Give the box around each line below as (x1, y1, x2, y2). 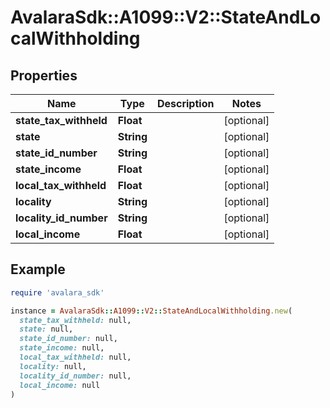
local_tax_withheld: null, (19, 352, 132, 363)
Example (10, 261, 66, 278)
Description (156, 97, 215, 110)
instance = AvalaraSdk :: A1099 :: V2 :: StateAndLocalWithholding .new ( (10, 306, 293, 316)
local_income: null (19, 380, 101, 390)
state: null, (19, 324, 74, 335)
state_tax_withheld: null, (19, 315, 132, 325)
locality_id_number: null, (19, 371, 132, 381)
